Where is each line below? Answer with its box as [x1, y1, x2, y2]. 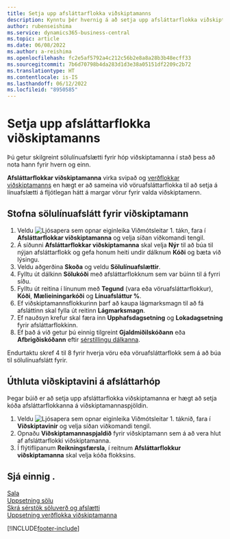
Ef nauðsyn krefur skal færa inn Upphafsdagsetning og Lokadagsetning [16, 313, 223, 322]
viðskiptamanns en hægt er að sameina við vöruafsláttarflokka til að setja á [7, 181, 218, 189]
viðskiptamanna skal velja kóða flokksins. [16, 451, 136, 459]
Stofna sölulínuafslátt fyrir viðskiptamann [7, 208, 189, 220]
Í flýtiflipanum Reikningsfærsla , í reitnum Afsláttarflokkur [16, 443, 181, 452]
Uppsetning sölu [7, 496, 53, 504]
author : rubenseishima [7, 23, 72, 29]
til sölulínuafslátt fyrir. [7, 355, 68, 364]
